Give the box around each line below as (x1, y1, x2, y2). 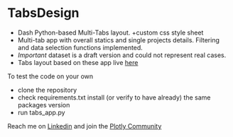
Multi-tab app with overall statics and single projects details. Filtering (17, 35, 220, 44)
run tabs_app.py (17, 108, 65, 117)
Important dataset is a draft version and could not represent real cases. (17, 51, 227, 59)
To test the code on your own (7, 72, 94, 81)
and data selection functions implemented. (17, 43, 143, 52)
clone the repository (17, 85, 77, 94)
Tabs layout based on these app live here (17, 58, 139, 66)
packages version (17, 100, 70, 109)
